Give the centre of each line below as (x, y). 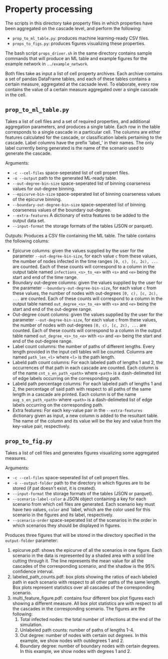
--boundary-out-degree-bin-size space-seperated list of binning (79, 204)
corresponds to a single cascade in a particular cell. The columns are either (83, 132)
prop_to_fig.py (29, 441)
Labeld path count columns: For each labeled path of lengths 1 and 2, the (88, 362)
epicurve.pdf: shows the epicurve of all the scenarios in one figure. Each (87, 550)
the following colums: (27, 241)
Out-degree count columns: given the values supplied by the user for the (87, 314)
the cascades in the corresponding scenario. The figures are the (79, 608)
